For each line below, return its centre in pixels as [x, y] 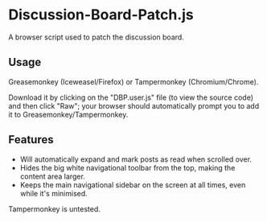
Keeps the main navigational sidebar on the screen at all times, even [133, 185]
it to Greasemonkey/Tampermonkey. [68, 114]
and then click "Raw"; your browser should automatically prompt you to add [134, 105]
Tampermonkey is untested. [54, 209]
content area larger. [53, 176]
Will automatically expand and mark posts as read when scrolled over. [136, 159]
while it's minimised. [54, 193]
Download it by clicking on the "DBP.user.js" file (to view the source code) [131, 97]
